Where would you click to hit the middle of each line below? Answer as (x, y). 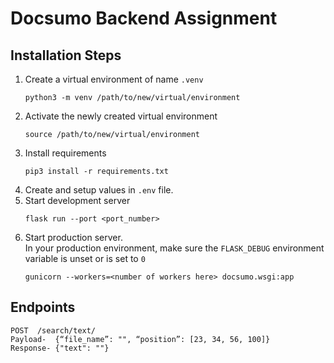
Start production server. (73, 237)
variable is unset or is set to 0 (85, 258)
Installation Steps (66, 55)
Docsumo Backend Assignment (144, 18)
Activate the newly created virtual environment (121, 116)
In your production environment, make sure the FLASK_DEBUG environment (174, 248)
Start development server (77, 200)
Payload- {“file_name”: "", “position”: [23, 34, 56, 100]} (140, 339)
